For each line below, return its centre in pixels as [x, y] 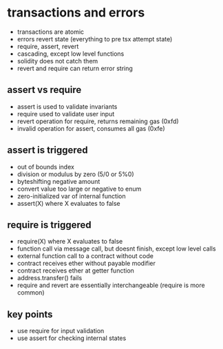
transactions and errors [76, 13]
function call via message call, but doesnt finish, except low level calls [116, 248]
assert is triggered [47, 150]
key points [30, 314]
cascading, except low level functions [71, 54]
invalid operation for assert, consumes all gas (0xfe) [91, 128]
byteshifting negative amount [59, 181]
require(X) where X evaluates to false [70, 242]
